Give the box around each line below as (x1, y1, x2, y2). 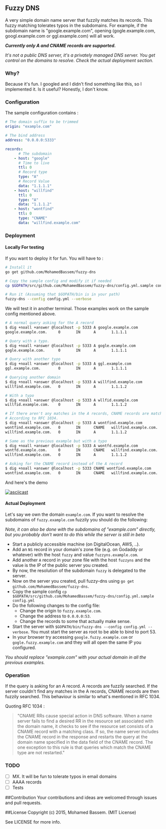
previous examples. (5, 659, 45, 665)
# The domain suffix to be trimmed (5, 119, 79, 124)
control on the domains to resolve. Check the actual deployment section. (5, 57, 154, 63)
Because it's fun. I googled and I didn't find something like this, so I (5, 81, 142, 87)
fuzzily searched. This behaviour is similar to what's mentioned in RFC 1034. (5, 694, 161, 700)
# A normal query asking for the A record (5, 321, 94, 326)
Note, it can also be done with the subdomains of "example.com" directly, (5, 526, 156, 532)
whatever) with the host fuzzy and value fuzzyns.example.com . (12, 552, 138, 557)
